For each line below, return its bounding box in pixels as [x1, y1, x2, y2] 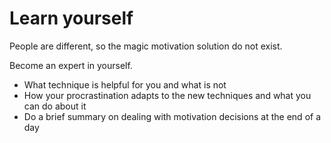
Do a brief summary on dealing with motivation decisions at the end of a [23, 110, 322, 122]
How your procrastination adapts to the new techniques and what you [23, 89, 312, 101]
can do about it [23, 100, 87, 112]
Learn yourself [9, 7, 134, 30]
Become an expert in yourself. [9, 59, 133, 71]
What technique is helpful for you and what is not [23, 78, 227, 91]
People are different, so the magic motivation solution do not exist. [9, 40, 283, 52]
